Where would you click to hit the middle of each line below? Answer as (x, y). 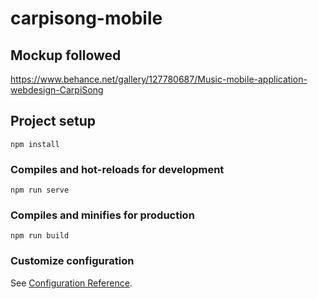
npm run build (40, 236)
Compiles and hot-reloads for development (117, 169)
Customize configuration (72, 261)
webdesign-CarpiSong (57, 90)
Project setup (53, 121)
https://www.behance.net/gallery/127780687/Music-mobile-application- (159, 79)
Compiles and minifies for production (102, 215)
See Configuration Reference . (71, 283)
